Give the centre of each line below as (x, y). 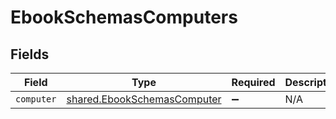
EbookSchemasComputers (124, 17)
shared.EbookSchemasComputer (144, 99)
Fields (30, 54)
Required (253, 82)
